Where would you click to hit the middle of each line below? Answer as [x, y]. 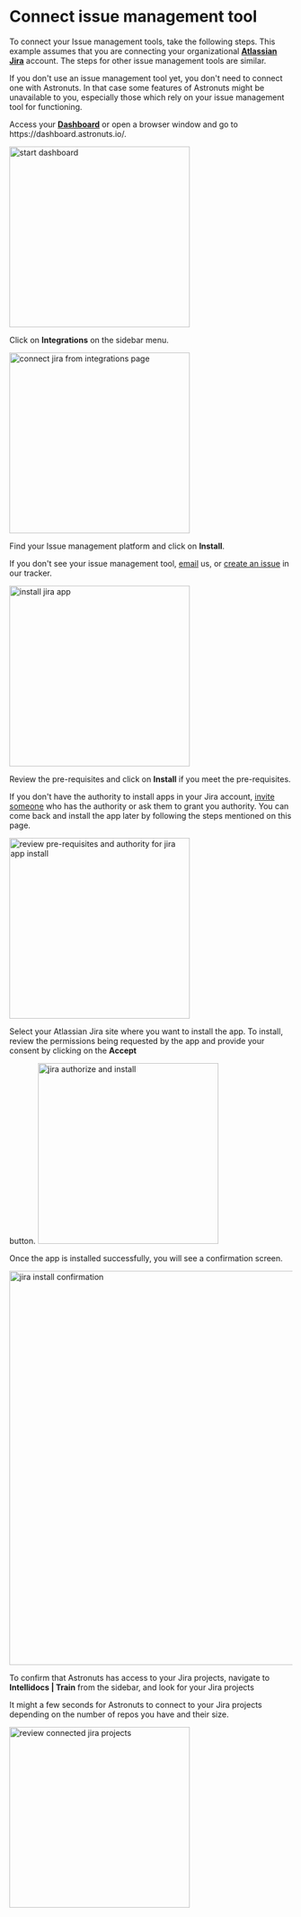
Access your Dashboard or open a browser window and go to [124, 124]
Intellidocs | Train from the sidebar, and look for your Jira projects [132, 1687]
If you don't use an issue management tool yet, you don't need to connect [146, 77]
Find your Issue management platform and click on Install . [117, 546]
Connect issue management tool [133, 17]
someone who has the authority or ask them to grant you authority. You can [149, 806]
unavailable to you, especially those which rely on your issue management [147, 97]
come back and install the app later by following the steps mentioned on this [150, 815]
